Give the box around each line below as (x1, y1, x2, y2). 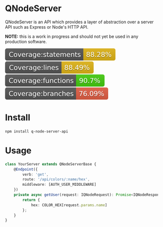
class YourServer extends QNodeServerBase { (5, 162, 97, 166)
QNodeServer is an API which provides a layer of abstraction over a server (5, 19, 154, 25)
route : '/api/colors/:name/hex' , (22, 177, 90, 182)
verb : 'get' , (22, 172, 49, 177)
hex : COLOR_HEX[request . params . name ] (31, 202, 108, 208)
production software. (5, 38, 47, 44)
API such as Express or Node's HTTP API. (5, 24, 89, 30)
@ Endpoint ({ (14, 167, 38, 172)
